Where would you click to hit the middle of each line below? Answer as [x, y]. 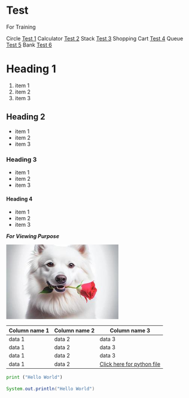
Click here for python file [130, 364]
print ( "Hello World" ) [34, 377]
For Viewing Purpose [33, 236]
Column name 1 [29, 330]
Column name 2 [74, 330]
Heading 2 [26, 117]
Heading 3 [22, 159]
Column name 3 [130, 330]
